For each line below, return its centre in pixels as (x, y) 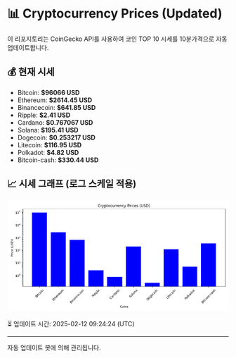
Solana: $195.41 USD (48, 130)
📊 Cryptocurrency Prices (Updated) (115, 14)
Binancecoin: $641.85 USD (57, 107)
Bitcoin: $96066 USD (48, 92)
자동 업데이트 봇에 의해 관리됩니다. (54, 347)
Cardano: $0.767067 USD (55, 122)
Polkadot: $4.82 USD (48, 152)
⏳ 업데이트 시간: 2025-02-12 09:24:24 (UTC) (71, 323)
